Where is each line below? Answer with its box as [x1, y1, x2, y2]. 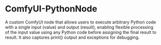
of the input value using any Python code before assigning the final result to [5, 29, 157, 35]
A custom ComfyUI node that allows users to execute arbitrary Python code [5, 19, 156, 25]
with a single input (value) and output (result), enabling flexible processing [5, 24, 154, 30]
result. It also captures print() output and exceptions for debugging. [5, 34, 140, 40]
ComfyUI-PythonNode [5, 3, 97, 14]
